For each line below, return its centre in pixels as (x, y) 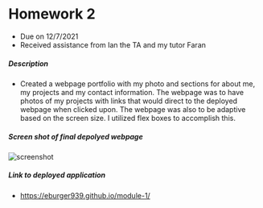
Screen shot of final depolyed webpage (76, 136)
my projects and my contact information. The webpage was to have (131, 92)
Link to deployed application (57, 175)
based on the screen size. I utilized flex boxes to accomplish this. (127, 118)
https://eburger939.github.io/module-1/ (85, 195)
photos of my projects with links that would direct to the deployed (129, 101)
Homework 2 (52, 14)
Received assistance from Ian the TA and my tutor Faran (113, 44)
